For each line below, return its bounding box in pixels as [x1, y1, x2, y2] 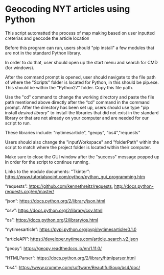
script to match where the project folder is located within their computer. [5, 144, 151, 150]
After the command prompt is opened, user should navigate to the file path [5, 74, 156, 80]
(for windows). [5, 65, 35, 71]
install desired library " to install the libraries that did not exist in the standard [5, 109, 159, 116]
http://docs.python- [114, 183, 154, 189]
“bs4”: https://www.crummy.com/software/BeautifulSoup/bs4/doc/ [5, 264, 141, 270]
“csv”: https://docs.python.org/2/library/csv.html [5, 207, 103, 213]
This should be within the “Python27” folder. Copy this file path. [5, 84, 133, 90]
